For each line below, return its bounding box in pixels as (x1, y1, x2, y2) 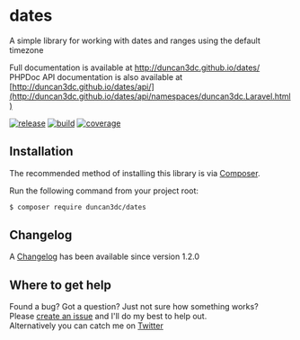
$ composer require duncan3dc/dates (9, 202, 146, 211)
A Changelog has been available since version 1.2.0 (9, 251, 200, 262)
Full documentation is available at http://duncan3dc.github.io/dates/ (9, 62, 260, 73)
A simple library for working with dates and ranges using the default (9, 35, 260, 46)
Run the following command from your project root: (9, 185, 199, 196)
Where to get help (9, 277, 112, 292)
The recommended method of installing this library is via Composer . (9, 167, 260, 178)
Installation (9, 144, 74, 159)
